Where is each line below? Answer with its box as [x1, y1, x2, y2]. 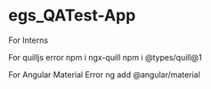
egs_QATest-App [8, 5, 136, 26]
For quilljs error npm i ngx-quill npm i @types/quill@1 [8, 52, 202, 62]
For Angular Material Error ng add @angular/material [8, 69, 201, 80]
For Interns [8, 35, 49, 45]
